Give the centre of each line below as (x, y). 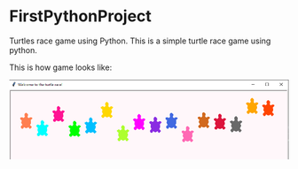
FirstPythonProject (81, 16)
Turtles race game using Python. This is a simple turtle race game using (140, 41)
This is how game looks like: (61, 67)
